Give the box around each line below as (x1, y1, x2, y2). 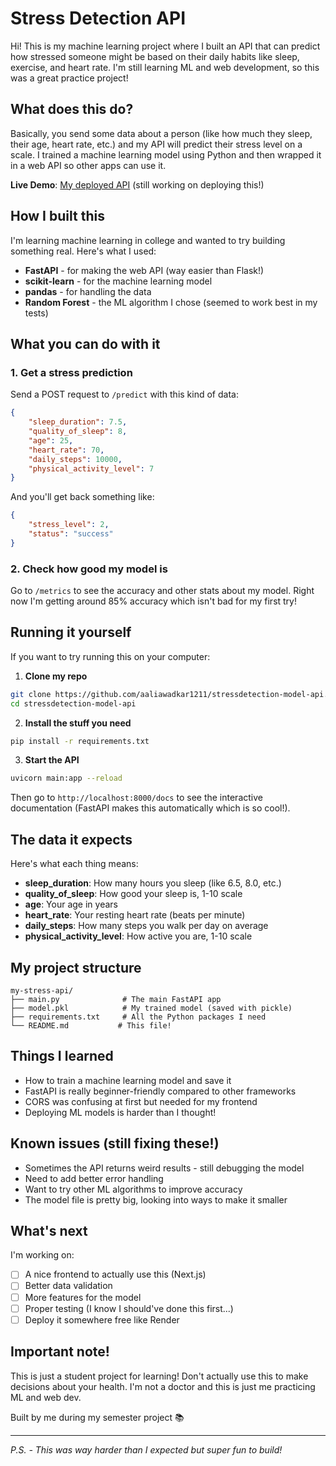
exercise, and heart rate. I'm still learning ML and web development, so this (10, 61, 320, 73)
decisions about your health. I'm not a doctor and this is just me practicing (10, 1380, 316, 1392)
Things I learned (10, 1048, 114, 1065)
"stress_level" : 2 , (28, 520, 110, 530)
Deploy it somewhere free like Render (24, 1313, 180, 1326)
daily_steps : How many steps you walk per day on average (24, 920, 269, 932)
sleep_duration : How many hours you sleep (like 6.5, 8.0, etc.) (24, 877, 282, 889)
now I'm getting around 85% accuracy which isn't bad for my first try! (10, 595, 298, 607)
